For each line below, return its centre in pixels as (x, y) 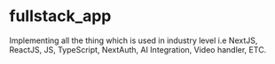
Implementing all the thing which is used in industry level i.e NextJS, (134, 40)
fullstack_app (60, 16)
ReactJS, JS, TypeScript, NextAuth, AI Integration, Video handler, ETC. (138, 49)
